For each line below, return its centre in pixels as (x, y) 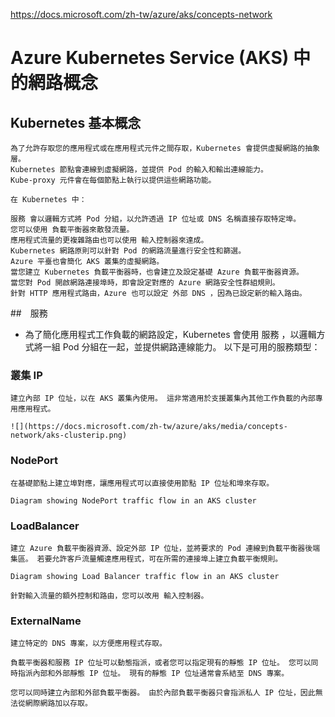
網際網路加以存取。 (58, 704)
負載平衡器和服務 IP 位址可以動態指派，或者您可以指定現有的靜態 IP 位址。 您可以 (161, 663)
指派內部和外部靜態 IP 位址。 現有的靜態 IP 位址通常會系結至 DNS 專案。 (153, 674)
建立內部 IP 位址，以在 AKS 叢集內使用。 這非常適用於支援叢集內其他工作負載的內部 (163, 399)
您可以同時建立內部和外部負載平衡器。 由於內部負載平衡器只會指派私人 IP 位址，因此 (163, 693)
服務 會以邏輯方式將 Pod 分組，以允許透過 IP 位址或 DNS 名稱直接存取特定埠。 (156, 219)
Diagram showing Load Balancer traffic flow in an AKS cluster (145, 576)
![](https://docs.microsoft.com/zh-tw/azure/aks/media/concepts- (149, 427)
